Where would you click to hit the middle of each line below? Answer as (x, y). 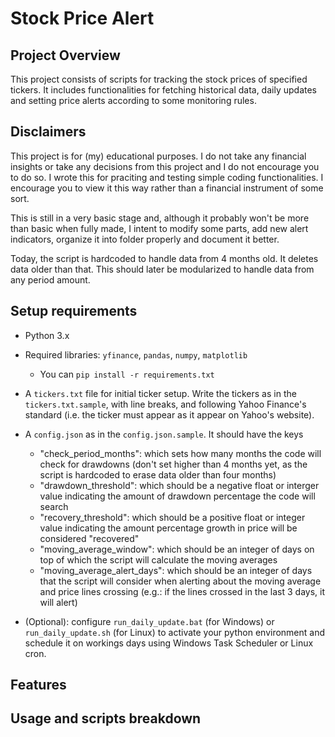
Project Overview (65, 55)
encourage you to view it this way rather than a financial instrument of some (167, 188)
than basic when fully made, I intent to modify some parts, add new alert (159, 228)
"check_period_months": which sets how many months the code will (180, 453)
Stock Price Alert (82, 18)
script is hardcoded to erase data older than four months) (158, 474)
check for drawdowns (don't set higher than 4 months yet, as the (173, 464)
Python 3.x (47, 335)
